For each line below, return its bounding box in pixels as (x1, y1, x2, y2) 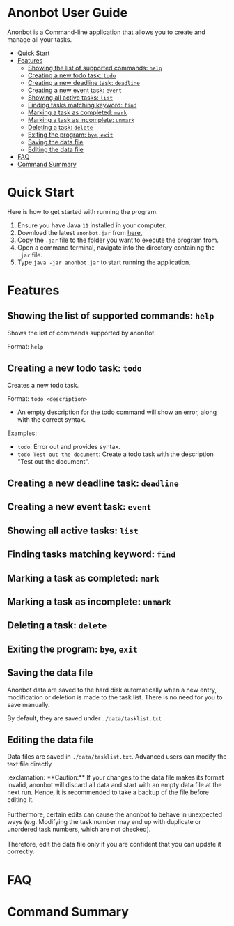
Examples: (7, 429, 37, 437)
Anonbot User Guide (7, 5, 127, 21)
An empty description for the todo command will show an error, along (17, 408, 217, 416)
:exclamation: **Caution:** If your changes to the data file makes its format (7, 773, 224, 782)
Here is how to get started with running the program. (7, 207, 158, 215)
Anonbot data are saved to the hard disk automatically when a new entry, (7, 685, 217, 694)
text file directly (7, 760, 52, 768)
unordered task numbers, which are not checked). (7, 825, 151, 834)
